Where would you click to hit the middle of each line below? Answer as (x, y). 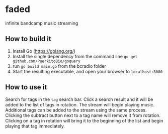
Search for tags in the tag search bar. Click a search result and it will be (79, 99)
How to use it (26, 87)
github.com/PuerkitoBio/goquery (46, 61)
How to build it (28, 39)
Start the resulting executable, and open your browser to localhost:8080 (88, 71)
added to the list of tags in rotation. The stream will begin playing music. (80, 104)
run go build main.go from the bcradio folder (59, 66)
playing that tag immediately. (35, 126)
